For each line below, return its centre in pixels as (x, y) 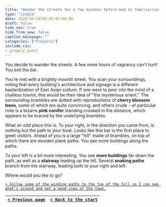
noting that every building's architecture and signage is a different (71, 84)
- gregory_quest (22, 50)
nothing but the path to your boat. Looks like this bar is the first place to (77, 130)
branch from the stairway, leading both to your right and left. (66, 166)
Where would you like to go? (34, 175)
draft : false (18, 23)
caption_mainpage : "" (27, 37)
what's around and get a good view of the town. (56, 188)
